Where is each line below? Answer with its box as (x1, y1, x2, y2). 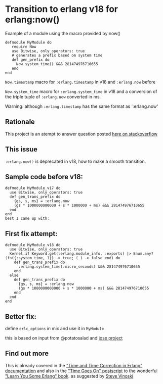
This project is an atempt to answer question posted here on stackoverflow (5, 131, 158, 137)
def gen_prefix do (11, 57, 50, 62)
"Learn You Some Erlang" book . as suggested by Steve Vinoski (5, 373, 133, 379)
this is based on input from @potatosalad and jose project (5, 335, 123, 341)
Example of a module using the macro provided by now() (5, 30, 121, 36)
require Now (11, 44, 37, 49)
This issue (5, 145, 38, 154)
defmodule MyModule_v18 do (5, 242, 61, 248)
